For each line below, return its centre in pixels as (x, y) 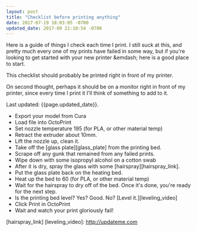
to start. (16, 64)
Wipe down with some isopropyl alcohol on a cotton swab (85, 160)
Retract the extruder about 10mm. (56, 135)
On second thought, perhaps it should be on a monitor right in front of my (96, 87)
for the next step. (36, 192)
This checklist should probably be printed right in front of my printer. (90, 75)
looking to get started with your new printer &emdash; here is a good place (98, 57)
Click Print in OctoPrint (42, 204)
